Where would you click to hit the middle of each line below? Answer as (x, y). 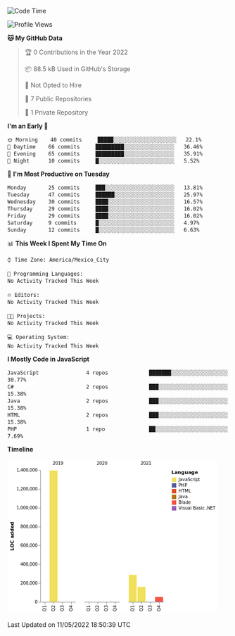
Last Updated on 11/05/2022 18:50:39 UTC (69, 625)
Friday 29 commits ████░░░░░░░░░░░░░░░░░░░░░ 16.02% (105, 216)
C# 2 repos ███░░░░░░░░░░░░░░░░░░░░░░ (118, 387)
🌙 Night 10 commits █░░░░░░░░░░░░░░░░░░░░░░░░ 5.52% (103, 161)
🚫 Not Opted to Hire (53, 85)
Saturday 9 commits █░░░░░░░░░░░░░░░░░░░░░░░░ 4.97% (103, 223)
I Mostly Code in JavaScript (49, 359)
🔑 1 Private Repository (56, 112)
